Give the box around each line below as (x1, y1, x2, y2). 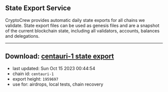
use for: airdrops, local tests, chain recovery (12, 81, 103, 87)
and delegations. (5, 33, 40, 39)
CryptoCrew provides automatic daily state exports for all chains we (5, 17, 145, 23)
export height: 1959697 (12, 76, 58, 82)
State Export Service (5, 4, 71, 12)
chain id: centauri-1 (12, 71, 54, 77)
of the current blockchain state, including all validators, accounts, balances (5, 27, 160, 34)
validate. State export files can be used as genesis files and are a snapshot (5, 22, 159, 28)
